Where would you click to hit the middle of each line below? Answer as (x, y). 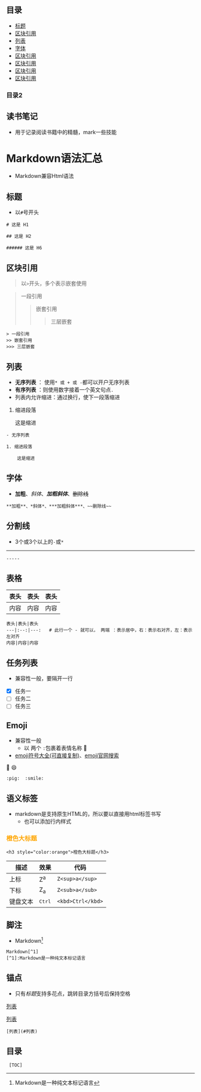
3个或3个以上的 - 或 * (39, 542)
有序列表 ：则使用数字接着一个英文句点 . (64, 389)
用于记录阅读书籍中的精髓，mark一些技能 (66, 132)
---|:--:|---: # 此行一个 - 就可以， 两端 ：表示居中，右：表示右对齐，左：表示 (99, 630)
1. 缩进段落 (19, 447)
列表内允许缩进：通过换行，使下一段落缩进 (67, 397)
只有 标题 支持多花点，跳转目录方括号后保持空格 (72, 993)
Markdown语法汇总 (54, 158)
